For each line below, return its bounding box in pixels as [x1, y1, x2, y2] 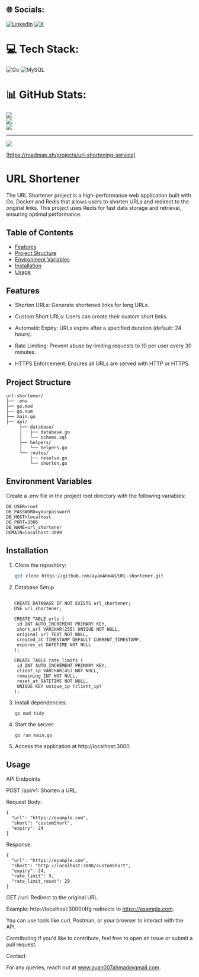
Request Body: [6, 799, 42, 806]
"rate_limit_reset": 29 [11, 879, 70, 885]
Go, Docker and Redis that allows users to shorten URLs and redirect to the [6, 198, 190, 205]
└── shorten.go [30, 461, 68, 467]
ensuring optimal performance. [6, 210, 82, 218]
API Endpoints [6, 775, 41, 783]
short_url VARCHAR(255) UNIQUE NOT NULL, [17, 626, 120, 632]
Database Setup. [14, 583, 56, 590]
